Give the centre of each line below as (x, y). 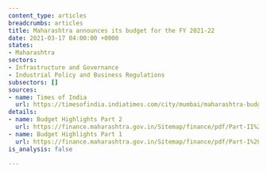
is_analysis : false (41, 149)
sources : (23, 90)
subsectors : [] (33, 82)
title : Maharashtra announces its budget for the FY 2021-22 (112, 30)
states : (21, 45)
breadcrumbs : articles (46, 23)
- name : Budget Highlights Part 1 (66, 134)
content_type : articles (48, 16)
